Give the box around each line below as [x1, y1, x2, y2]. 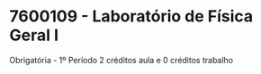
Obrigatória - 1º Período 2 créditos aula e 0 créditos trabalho [9, 54, 234, 65]
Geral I [9, 25, 59, 45]
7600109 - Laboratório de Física [9, 6, 254, 27]
